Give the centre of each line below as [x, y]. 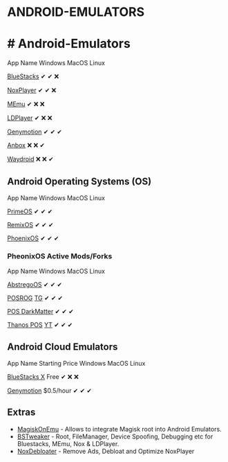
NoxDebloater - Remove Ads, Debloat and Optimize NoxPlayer [106, 451]
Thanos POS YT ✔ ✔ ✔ [40, 325]
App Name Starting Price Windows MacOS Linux [76, 364]
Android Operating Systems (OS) [79, 181]
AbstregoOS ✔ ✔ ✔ [35, 285]
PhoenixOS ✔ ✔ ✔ [33, 238]
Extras [21, 412]
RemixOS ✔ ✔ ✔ [30, 224]
